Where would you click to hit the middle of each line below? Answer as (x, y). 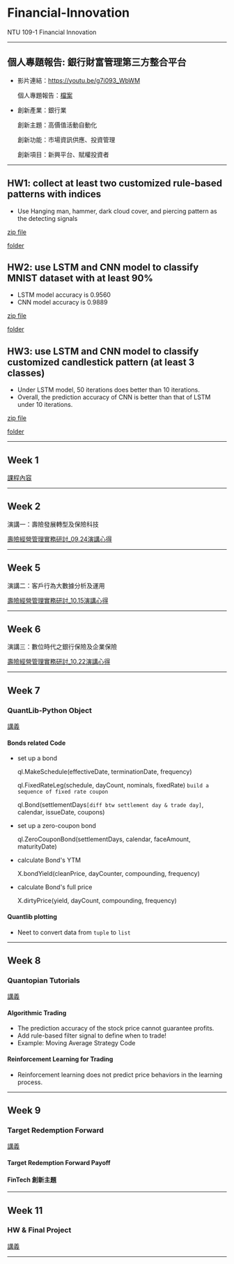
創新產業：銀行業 (42, 110)
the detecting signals (47, 218)
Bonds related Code (37, 743)
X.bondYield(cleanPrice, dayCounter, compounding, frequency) (109, 874)
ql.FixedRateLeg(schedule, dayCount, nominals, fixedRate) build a (113, 785)
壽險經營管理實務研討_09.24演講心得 (60, 539)
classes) (26, 373)
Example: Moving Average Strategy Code (76, 1043)
